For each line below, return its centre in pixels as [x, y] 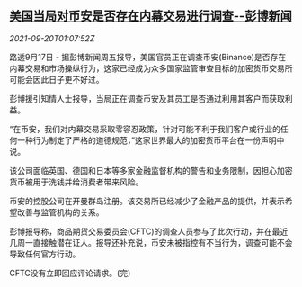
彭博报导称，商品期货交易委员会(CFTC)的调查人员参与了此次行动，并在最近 [149, 231]
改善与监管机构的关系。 [60, 212]
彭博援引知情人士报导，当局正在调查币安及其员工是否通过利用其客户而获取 [147, 98]
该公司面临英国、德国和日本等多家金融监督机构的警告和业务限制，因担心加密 [151, 170]
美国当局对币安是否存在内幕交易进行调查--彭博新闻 [151, 16]
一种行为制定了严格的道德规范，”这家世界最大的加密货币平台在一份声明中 [151, 140]
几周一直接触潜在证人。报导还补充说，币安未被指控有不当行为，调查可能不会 [151, 242]
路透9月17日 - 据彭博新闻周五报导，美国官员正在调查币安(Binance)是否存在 [147, 57]
